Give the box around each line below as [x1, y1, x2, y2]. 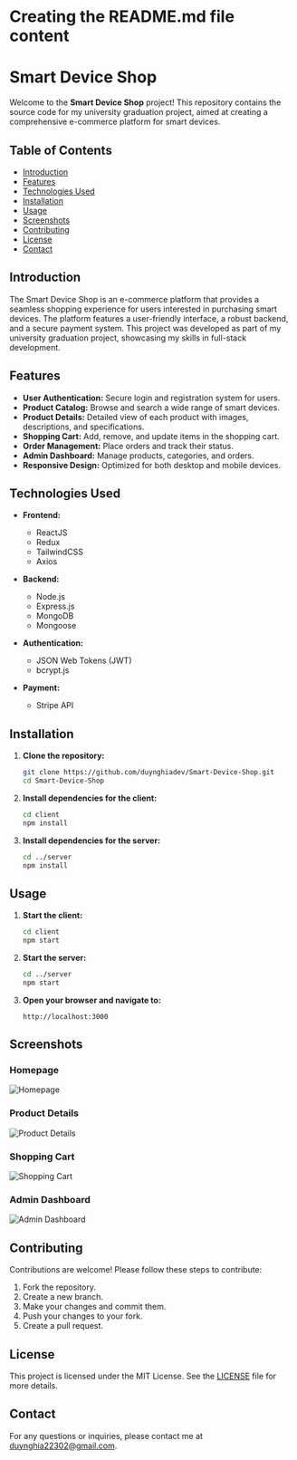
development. [9, 341, 61, 352]
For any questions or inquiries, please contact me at [9, 1430, 204, 1441]
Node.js [35, 591, 66, 602]
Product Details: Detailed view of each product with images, [22, 411, 249, 422]
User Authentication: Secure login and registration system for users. [22, 392, 281, 403]
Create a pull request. [22, 1321, 104, 1331]
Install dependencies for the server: [22, 835, 161, 846]
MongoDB [35, 610, 74, 621]
